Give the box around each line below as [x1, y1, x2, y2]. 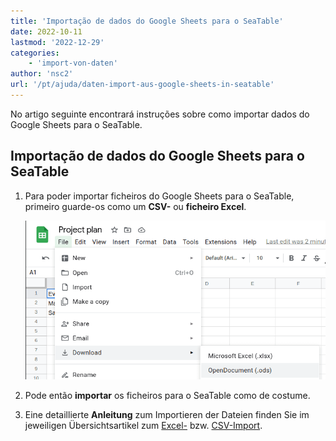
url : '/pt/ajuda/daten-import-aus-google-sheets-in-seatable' [10, 80, 275, 90]
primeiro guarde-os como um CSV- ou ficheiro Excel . [24, 200, 247, 212]
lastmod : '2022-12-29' [10, 37, 105, 47]
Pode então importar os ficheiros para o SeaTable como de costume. [24, 390, 311, 402]
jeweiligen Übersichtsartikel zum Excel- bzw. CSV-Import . [24, 420, 263, 432]
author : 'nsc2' [10, 69, 74, 79]
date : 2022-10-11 [10, 26, 83, 37]
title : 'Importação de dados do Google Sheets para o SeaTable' [10, 16, 284, 26]
